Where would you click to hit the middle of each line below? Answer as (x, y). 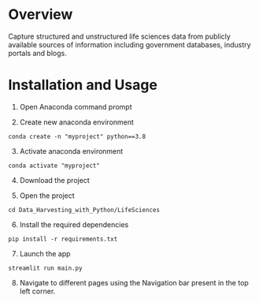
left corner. (37, 291)
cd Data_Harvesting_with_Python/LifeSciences (84, 210)
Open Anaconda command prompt (76, 106)
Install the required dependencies (74, 224)
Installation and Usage (83, 85)
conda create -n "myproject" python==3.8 (77, 136)
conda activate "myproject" (54, 166)
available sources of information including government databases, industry (129, 44)
